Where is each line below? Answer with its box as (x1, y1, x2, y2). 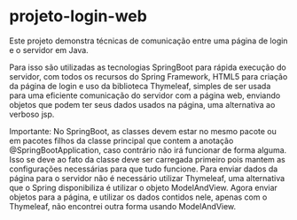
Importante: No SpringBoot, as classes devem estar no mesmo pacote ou (9, 125, 277, 136)
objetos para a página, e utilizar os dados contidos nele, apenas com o (9, 192, 268, 202)
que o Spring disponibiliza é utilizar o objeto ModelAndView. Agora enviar (9, 182, 277, 193)
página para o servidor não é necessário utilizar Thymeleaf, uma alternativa (9, 172, 285, 183)
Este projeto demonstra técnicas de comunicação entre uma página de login (9, 35, 288, 46)
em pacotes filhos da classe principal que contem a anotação (9, 135, 234, 146)
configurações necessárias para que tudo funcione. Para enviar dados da (9, 163, 278, 174)
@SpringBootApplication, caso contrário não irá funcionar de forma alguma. (9, 144, 287, 156)
